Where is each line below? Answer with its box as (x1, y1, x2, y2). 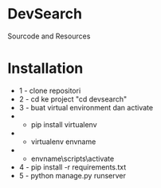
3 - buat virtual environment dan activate (18, 102, 153, 112)
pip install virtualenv (30, 119, 97, 129)
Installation (7, 59, 84, 78)
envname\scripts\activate (30, 154, 115, 163)
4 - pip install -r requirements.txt (18, 162, 127, 172)
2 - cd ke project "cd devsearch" (18, 94, 128, 104)
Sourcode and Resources (7, 31, 91, 41)
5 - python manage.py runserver (18, 170, 127, 180)
